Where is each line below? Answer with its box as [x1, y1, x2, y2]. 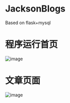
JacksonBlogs [5, 3, 66, 15]
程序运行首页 [5, 39, 58, 50]
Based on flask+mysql [5, 20, 51, 26]
